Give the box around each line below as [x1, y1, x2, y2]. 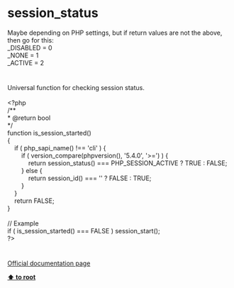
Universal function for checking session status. [7, 84, 145, 92]
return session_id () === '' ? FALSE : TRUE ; [28, 174, 152, 182]
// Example [7, 219, 39, 228]
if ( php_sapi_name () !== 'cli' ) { [13, 144, 106, 153]
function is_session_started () [7, 129, 92, 138]
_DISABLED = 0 [7, 43, 52, 52]
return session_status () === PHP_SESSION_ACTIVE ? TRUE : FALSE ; [28, 159, 228, 167]
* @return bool [7, 113, 51, 122]
